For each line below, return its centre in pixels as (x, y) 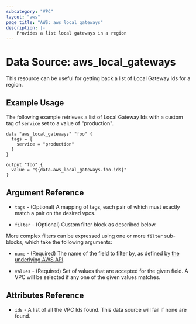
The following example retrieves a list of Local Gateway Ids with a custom (94, 117)
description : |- (26, 28)
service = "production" (46, 144)
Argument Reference (45, 193)
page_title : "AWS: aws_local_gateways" (55, 22)
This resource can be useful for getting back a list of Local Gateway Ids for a (98, 78)
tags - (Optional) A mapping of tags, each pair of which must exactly (97, 207)
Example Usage (35, 103)
